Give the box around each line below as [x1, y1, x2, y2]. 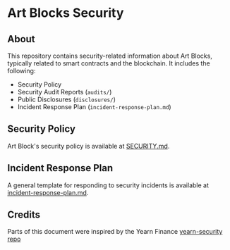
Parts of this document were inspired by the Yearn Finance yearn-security [7, 227, 223, 236]
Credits [7, 209, 41, 221]
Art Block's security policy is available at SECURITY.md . [7, 142, 170, 150]
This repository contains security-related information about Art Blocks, [7, 51, 213, 60]
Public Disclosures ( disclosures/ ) [17, 95, 116, 104]
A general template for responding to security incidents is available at [7, 181, 210, 189]
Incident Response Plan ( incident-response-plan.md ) [17, 103, 171, 111]
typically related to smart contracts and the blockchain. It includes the [7, 59, 210, 68]
